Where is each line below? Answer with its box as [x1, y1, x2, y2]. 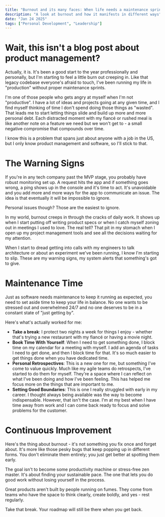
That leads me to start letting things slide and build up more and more [5, 110, 146, 116]
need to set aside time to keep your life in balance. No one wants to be [5, 299, 148, 305]
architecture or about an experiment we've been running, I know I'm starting [5, 250, 159, 256]
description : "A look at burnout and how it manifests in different [5, 12, 148, 17]
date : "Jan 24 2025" [5, 16, 48, 21]
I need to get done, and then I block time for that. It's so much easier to [12, 350, 156, 356]
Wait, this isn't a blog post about [5, 42, 139, 53]
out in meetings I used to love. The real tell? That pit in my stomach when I [5, 225, 156, 231]
